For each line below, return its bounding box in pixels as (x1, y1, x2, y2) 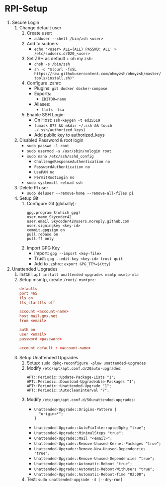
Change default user (19, 24, 62, 30)
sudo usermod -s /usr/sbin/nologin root (26, 149, 112, 154)
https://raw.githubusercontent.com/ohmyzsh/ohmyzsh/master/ (34, 71, 162, 76)
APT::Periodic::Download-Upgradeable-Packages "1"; (26, 379, 136, 384)
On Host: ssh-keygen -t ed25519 (34, 117, 100, 123)
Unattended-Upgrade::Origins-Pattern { (34, 407, 117, 412)
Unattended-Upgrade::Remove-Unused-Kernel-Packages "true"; (34, 441, 162, 446)
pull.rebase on (26, 232, 58, 237)
